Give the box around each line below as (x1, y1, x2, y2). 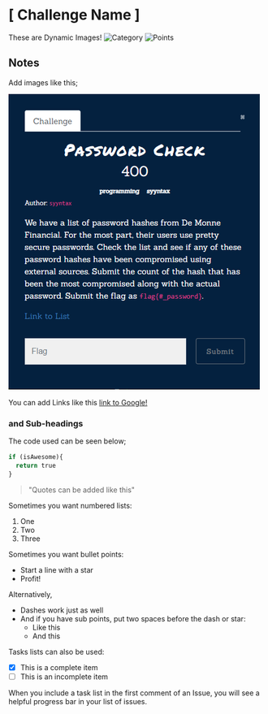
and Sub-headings (8, 418, 84, 429)
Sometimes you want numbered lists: (8, 500, 132, 510)
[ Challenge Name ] (8, 6, 140, 24)
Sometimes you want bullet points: (8, 549, 124, 559)
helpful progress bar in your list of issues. (8, 696, 148, 706)
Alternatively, (8, 589, 53, 599)
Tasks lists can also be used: (8, 647, 105, 656)
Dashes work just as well (19, 605, 104, 615)
